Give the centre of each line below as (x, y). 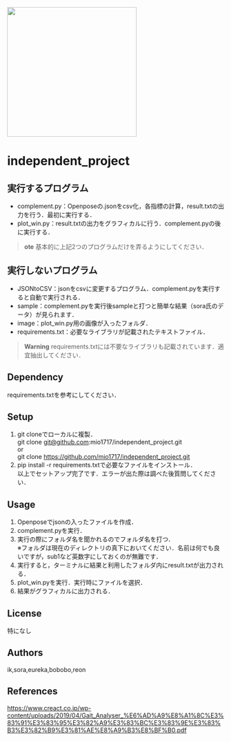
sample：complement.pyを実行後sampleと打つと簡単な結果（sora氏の (118, 306)
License (24, 613)
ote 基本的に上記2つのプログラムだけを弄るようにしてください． (116, 247)
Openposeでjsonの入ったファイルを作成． (77, 522)
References (32, 692)
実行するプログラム (48, 188)
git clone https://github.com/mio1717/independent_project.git (103, 457)
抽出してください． (57, 355)
